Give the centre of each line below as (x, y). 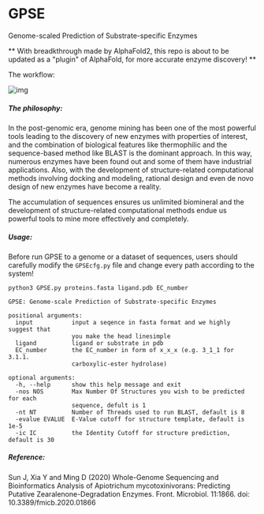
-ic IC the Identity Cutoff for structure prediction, (123, 433)
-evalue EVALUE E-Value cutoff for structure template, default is (130, 419)
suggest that (30, 329)
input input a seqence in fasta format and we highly (123, 322)
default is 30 (32, 440)
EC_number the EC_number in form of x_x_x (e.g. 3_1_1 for (125, 350)
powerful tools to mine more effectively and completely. (99, 219)
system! (21, 273)
